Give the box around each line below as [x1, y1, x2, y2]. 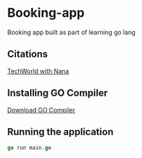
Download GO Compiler [7, 106, 76, 114]
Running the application [7, 126, 114, 138]
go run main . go [7, 145, 52, 152]
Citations [7, 48, 48, 60]
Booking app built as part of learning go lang [7, 28, 136, 36]
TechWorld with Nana [7, 66, 69, 75]
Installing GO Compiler [7, 87, 108, 99]
